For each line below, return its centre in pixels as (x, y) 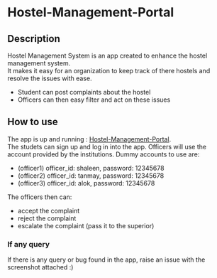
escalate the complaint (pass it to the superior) (86, 225)
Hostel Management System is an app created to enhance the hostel (107, 55)
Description (34, 39)
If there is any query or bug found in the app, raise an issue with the (106, 260)
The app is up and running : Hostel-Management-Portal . (89, 139)
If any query (29, 244)
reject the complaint (47, 218)
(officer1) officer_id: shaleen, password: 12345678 (91, 168)
